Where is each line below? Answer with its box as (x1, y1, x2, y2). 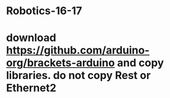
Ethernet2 (6, 81, 57, 95)
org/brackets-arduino (6, 56, 116, 70)
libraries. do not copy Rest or (6, 69, 151, 82)
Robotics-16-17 (6, 4, 82, 18)
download (6, 31, 56, 45)
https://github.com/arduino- (6, 44, 150, 57)
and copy (117, 56, 164, 70)
